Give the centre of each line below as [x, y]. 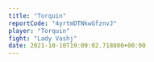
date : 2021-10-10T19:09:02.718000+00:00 [77, 46]
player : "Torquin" [39, 31]
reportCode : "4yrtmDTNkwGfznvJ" [62, 23]
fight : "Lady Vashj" [43, 38]
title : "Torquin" [37, 16]
